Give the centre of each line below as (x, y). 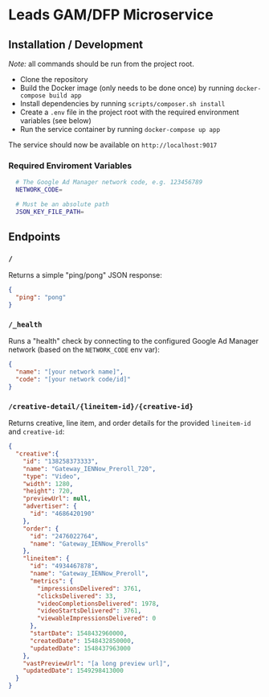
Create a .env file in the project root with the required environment (129, 112)
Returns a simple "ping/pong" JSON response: (86, 275)
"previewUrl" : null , (57, 499)
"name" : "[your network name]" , (70, 372)
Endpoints (35, 237)
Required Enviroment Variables (70, 165)
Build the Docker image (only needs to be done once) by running (127, 88)
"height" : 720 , (48, 491)
